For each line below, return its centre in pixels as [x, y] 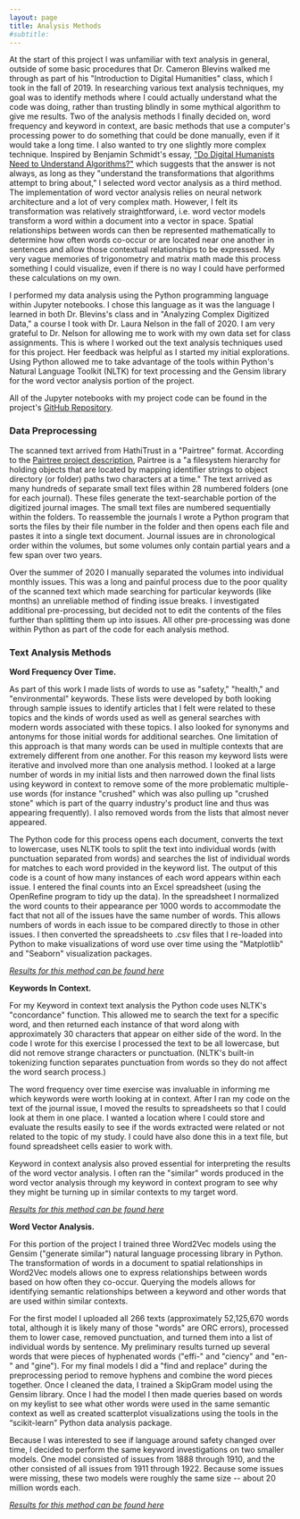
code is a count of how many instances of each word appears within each [145, 877]
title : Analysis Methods [55, 26]
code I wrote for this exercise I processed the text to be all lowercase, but [144, 1043]
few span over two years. [56, 554]
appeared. [28, 822]
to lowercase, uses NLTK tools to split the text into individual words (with [143, 848]
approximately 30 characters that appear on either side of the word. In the [146, 1034]
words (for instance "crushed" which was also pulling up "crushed [147, 793]
